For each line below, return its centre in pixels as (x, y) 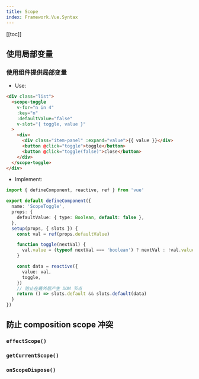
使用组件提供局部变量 (36, 72)
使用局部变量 (30, 54)
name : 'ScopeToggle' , (38, 207)
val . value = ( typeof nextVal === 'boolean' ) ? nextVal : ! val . (102, 250)
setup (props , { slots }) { (45, 229)
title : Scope (22, 12)
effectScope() (26, 341)
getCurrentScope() (33, 356)
